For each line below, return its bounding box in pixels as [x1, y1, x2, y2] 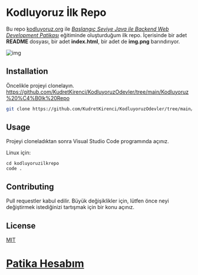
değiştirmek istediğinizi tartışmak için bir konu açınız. [6, 204, 134, 211]
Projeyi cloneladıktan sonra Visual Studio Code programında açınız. [6, 138, 169, 145]
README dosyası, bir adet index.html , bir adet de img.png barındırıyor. [6, 38, 180, 45]
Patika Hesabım [6, 257, 84, 270]
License [6, 221, 36, 231]
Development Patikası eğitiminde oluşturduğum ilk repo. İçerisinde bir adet [6, 31, 187, 38]
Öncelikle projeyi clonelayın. [6, 82, 75, 89]
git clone [6, 106, 31, 112]
